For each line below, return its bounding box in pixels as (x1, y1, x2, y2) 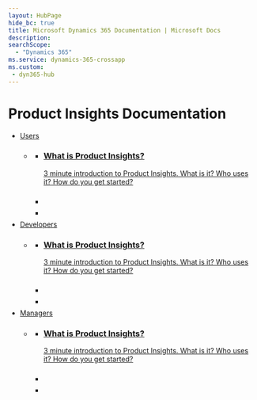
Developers (19, 219, 58, 229)
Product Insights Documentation (8, 105, 227, 123)
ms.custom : (8, 63, 44, 71)
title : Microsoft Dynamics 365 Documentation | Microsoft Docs (8, 26, 221, 34)
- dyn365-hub (11, 70, 55, 78)
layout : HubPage (8, 11, 62, 20)
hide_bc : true (8, 19, 55, 27)
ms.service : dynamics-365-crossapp (8, 56, 126, 64)
